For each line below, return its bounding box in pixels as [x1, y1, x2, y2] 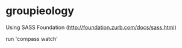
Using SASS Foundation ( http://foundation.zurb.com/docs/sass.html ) [5, 24, 177, 31]
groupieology [5, 4, 75, 18]
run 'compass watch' [5, 35, 58, 42]
